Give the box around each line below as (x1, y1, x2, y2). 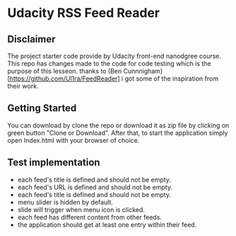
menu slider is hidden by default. (17, 198, 113, 206)
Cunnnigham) (123, 67, 163, 75)
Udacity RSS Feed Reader (7, 5, 160, 21)
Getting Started (7, 102, 77, 114)
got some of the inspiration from (124, 74, 219, 83)
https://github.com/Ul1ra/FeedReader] (9, 74, 120, 83)
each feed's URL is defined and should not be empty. (17, 182, 173, 191)
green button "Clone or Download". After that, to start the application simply (7, 129, 228, 137)
